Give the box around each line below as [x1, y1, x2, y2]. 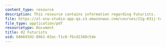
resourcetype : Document [5, 25, 54, 30]
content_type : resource [5, 7, 54, 12]
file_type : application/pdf [5, 21, 63, 26]
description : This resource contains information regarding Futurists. [5, 12, 156, 17]
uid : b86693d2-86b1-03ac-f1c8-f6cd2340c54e [5, 35, 96, 40]
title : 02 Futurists [5, 30, 48, 35]
